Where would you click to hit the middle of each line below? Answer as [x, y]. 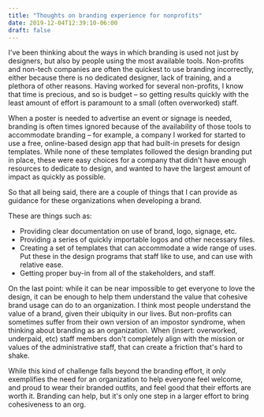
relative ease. [41, 265]
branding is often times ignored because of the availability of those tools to [130, 126]
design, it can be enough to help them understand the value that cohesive [128, 297]
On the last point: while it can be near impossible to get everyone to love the [132, 288]
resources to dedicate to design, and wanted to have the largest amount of [129, 169]
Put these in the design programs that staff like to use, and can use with [136, 257]
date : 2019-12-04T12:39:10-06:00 [63, 23]
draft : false [30, 30]
